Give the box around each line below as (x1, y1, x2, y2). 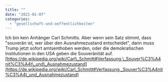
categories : (5, 16, 30, 21)
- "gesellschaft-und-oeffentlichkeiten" (9, 21, 95, 26)
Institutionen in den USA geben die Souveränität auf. (5, 51, 113, 57)
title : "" (5, 7, 26, 12)
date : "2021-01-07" (5, 12, 46, 17)
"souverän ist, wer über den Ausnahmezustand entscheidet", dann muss (5, 40, 154, 46)
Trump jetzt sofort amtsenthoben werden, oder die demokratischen (5, 45, 144, 51)
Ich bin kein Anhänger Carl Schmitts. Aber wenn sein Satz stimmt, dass (5, 35, 151, 41)
